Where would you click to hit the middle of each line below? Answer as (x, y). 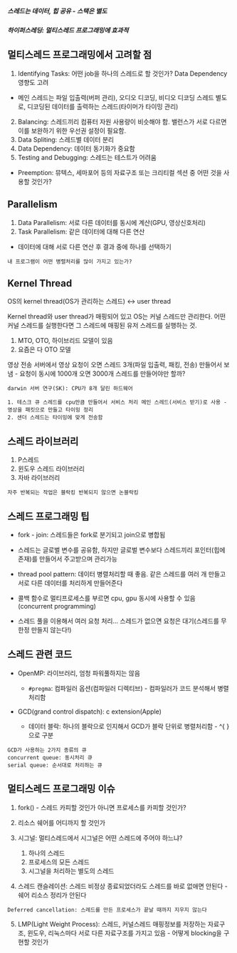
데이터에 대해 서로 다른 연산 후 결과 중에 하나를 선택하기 (95, 246)
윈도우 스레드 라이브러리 (51, 469)
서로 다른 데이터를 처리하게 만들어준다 (70, 583)
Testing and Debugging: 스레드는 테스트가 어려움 (87, 157)
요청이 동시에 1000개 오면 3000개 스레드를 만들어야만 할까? (102, 374)
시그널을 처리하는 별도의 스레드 (71, 871)
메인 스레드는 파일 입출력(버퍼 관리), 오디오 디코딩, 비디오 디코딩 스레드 (116, 97)
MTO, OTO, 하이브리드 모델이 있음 (65, 341)
